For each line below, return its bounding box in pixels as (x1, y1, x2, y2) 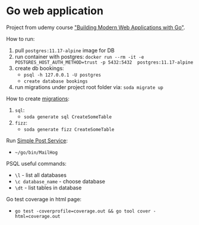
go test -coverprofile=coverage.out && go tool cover (14, 208, 151, 214)
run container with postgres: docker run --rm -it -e (14, 53, 144, 60)
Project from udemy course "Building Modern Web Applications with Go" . (6, 24, 185, 31)
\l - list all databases (14, 171, 67, 179)
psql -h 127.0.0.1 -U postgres (23, 72, 102, 78)
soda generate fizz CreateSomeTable (23, 126, 115, 132)
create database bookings (23, 78, 88, 84)
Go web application (6, 4, 104, 18)
